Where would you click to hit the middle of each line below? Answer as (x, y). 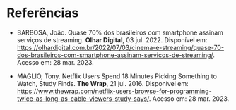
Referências (43, 13)
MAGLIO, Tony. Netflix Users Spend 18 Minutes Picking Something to (117, 76)
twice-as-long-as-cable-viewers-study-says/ (83, 98)
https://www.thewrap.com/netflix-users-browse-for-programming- (114, 91)
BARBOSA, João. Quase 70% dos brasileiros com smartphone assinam (120, 32)
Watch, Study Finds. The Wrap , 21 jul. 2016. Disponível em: (102, 83)
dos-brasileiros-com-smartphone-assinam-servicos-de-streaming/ (115, 55)
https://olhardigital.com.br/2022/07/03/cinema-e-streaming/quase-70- (120, 47)
